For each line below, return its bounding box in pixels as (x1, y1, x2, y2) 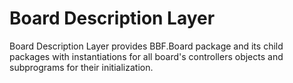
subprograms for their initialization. (9, 61, 154, 73)
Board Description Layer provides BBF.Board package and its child (9, 40, 284, 52)
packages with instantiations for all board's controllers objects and (9, 50, 284, 62)
